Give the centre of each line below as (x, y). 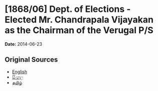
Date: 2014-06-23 (23, 44)
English (19, 72)
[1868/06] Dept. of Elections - (68, 9)
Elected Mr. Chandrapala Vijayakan (79, 20)
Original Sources (31, 60)
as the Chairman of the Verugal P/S (79, 30)
